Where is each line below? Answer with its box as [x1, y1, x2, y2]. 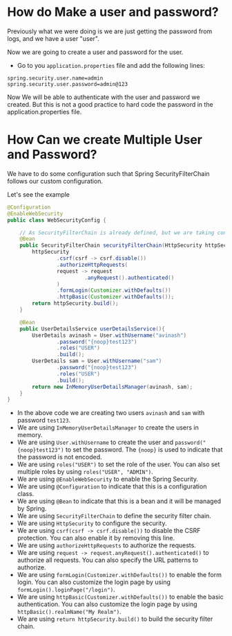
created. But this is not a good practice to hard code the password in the [7, 100, 213, 108]
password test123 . [17, 416, 71, 425]
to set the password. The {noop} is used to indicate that [65, 445, 223, 454]
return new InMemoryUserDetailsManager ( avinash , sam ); [32, 383, 193, 390]
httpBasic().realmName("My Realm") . [17, 608, 122, 616]
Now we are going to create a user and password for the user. [7, 48, 184, 56]
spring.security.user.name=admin [7, 74, 104, 82]
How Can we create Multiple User [7, 132, 202, 148]
